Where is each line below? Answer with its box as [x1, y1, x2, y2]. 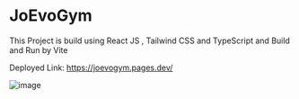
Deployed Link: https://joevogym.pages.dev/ [9, 62, 173, 73]
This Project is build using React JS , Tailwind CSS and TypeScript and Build [9, 35, 290, 46]
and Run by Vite [9, 44, 68, 55]
